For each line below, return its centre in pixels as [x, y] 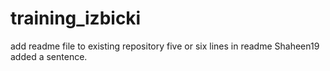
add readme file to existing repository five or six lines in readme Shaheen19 [165, 46]
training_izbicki [76, 18]
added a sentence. [49, 56]
